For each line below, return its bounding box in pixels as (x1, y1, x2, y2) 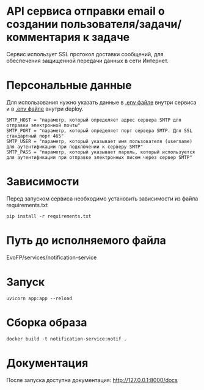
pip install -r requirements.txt (6, 213, 92, 219)
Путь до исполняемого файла (6, 234, 166, 247)
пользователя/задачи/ (60, 17, 182, 31)
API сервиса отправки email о (6, 4, 165, 18)
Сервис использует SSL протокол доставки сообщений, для (6, 50, 164, 57)
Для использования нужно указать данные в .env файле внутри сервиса (6, 98, 197, 106)
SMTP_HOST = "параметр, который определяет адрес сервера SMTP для (6, 117, 182, 123)
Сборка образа (6, 315, 87, 329)
